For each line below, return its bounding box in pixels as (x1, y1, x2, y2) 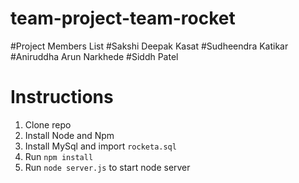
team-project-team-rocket (10, 7, 236, 30)
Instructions (10, 86, 114, 109)
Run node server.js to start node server (24, 161, 191, 173)
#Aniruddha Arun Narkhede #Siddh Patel (10, 50, 179, 62)
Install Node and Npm (24, 129, 115, 141)
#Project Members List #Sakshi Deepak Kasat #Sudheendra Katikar (10, 40, 289, 52)
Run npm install (24, 150, 94, 162)
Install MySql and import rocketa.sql (24, 140, 177, 152)
